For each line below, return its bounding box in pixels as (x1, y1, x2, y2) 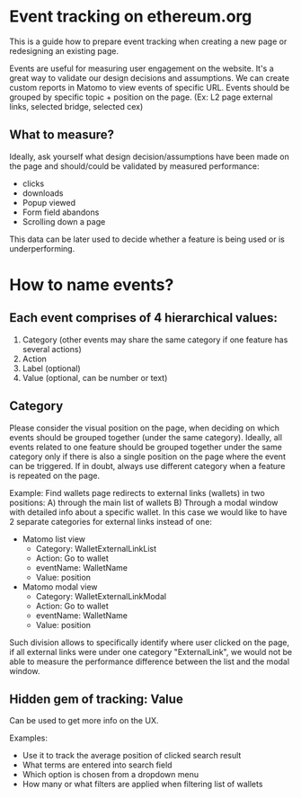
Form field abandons (22, 207, 100, 217)
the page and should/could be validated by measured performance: (9, 160, 260, 172)
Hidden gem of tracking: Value (9, 691, 184, 706)
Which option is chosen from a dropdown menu (22, 769, 199, 780)
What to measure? (9, 128, 115, 143)
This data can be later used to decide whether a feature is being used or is (9, 234, 285, 244)
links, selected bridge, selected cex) (9, 101, 144, 111)
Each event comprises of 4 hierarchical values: (9, 310, 279, 325)
